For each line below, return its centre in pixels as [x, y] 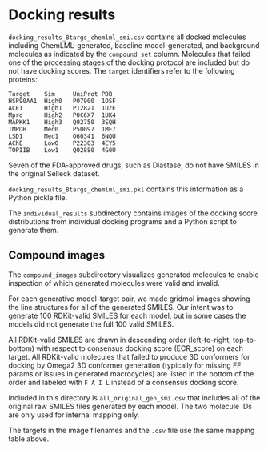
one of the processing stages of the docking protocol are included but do [129, 62]
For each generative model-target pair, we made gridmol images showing [129, 299]
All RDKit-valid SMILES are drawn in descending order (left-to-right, [120, 340]
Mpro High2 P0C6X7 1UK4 [62, 115]
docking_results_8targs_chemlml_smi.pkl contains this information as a [126, 189]
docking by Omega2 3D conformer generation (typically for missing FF [125, 365]
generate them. [34, 230]
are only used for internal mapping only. [74, 415]
